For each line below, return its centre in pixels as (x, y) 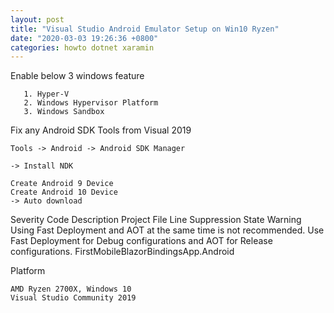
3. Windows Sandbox (64, 112)
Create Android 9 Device (62, 184)
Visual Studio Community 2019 (73, 298)
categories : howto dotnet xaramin (82, 47)
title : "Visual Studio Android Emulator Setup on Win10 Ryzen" (145, 29)
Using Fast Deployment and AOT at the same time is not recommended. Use (167, 230)
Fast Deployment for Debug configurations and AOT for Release (141, 241)
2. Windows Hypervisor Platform (91, 103)
